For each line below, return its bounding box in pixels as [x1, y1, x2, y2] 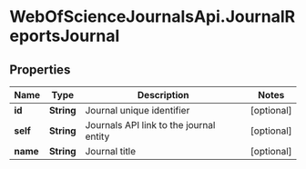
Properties [9, 62, 71, 77]
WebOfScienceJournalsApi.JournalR [9, 6, 296, 27]
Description [137, 89, 189, 101]
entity [85, 130, 110, 143]
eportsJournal [9, 25, 120, 46]
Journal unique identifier [85, 104, 190, 116]
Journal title [85, 145, 137, 157]
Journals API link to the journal [85, 119, 216, 131]
